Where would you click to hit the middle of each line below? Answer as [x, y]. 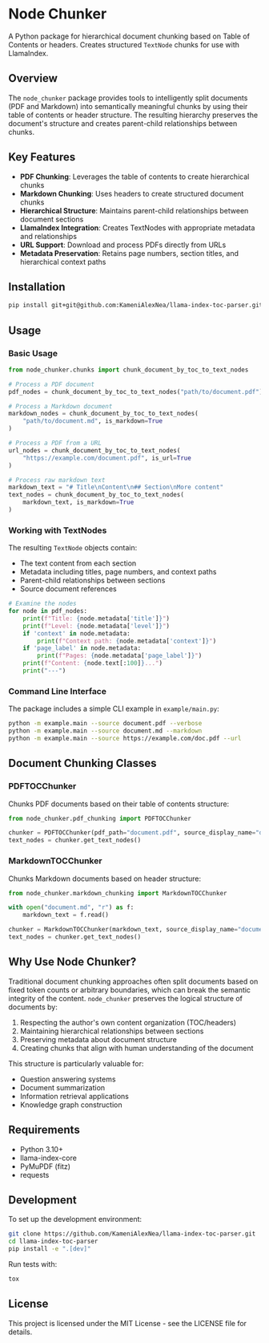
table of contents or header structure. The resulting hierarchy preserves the [133, 115]
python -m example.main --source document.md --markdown [105, 731]
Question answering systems [68, 1079]
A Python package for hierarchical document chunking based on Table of [129, 36]
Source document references [68, 589]
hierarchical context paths [63, 262]
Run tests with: [33, 1264]
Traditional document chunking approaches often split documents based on [133, 981]
